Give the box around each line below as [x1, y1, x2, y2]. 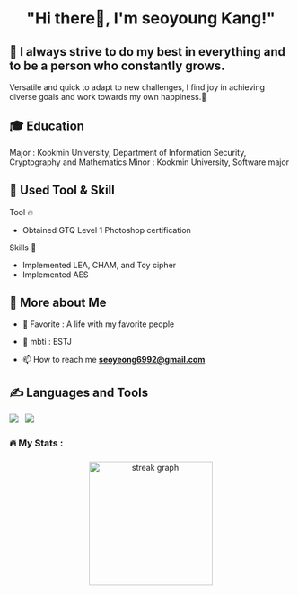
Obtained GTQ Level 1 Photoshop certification [22, 224, 191, 235]
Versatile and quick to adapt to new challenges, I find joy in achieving [9, 82, 266, 93]
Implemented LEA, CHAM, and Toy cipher [22, 259, 177, 270]
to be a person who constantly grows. [9, 58, 225, 73]
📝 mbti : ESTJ [22, 337, 72, 347]
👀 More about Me [9, 295, 107, 311]
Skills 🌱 [9, 242, 37, 253]
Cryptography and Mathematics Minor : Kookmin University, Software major [9, 157, 290, 167]
